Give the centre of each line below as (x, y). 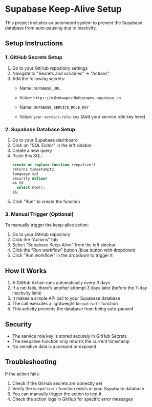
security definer (30, 178)
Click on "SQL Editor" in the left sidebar (52, 145)
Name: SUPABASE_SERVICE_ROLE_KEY (54, 107)
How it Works (26, 271)
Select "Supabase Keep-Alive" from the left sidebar (64, 245)
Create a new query (32, 150)
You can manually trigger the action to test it (57, 394)
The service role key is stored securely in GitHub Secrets (69, 336)
